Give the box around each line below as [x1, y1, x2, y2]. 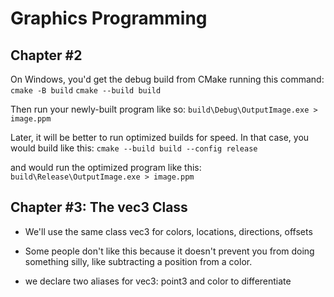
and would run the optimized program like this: [10, 162, 202, 173]
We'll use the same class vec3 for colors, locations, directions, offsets [24, 225, 313, 237]
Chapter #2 [10, 47, 83, 64]
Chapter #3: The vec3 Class [10, 199, 188, 216]
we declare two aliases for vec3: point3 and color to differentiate [24, 275, 292, 287]
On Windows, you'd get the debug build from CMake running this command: [10, 73, 325, 85]
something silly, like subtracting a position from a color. [24, 255, 253, 267]
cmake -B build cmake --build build [10, 86, 162, 96]
